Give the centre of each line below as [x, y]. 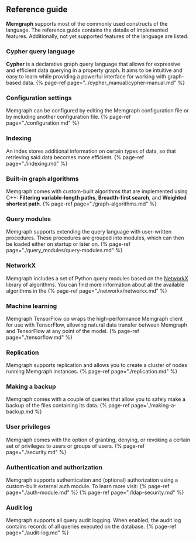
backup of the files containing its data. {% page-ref [68, 406]
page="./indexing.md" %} [37, 163]
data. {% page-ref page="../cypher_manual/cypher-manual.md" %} [104, 83]
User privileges [28, 427]
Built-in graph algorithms [42, 179]
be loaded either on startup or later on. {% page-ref [68, 244]
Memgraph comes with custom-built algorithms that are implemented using [97, 191]
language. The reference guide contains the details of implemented [87, 30]
